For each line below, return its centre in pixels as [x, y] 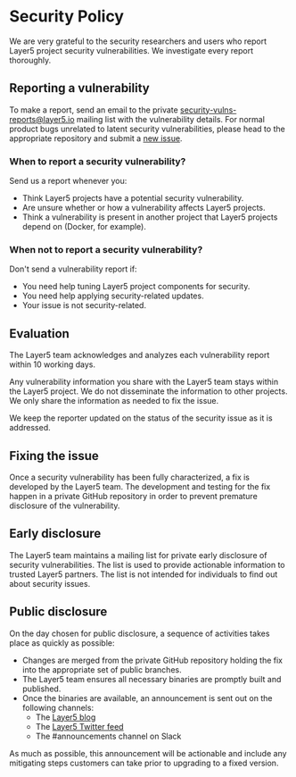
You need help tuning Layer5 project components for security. [136, 287]
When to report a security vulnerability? [98, 161]
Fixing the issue [54, 456]
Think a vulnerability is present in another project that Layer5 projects [150, 217]
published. [41, 689]
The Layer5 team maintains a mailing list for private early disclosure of [138, 555]
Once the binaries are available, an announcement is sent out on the [147, 698]
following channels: [58, 707]
